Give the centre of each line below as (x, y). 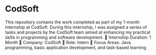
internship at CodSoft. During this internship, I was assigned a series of (76, 27)
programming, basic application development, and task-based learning (76, 47)
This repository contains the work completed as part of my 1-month (72, 22)
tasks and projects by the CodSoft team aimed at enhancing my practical (78, 32)
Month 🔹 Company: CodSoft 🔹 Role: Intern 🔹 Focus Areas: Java (68, 42)
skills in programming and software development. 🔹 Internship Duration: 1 (78, 37)
